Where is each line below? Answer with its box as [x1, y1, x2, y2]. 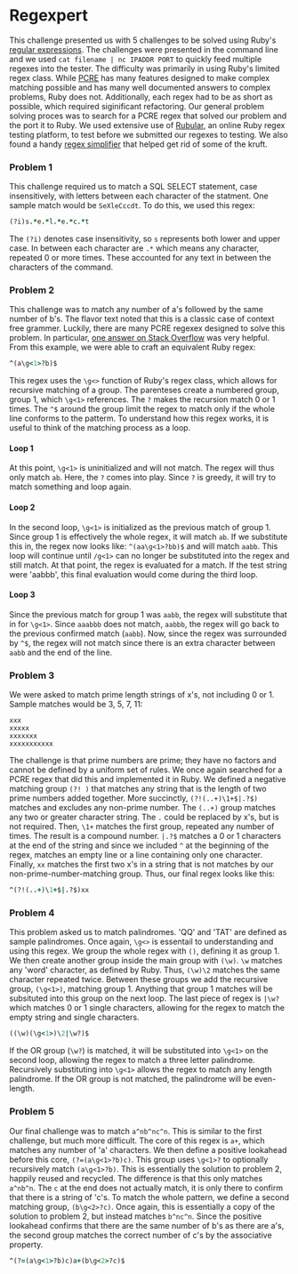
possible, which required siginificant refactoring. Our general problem [9, 101, 265, 111]
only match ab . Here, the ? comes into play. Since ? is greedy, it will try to [9, 472, 276, 483]
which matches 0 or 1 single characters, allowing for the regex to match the [9, 1003, 285, 1013]
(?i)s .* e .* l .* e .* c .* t [9, 217, 90, 227]
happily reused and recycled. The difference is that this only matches [9, 1173, 263, 1183]
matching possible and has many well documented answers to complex [9, 82, 271, 93]
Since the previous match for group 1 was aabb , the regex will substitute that [9, 609, 287, 619]
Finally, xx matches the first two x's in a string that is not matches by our [9, 859, 274, 870]
